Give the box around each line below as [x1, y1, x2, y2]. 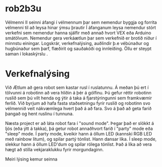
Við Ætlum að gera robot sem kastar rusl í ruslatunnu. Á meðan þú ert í [5, 84, 149, 90]
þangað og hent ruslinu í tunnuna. [5, 111, 74, 117]
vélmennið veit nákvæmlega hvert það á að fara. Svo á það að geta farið [5, 105, 152, 111]
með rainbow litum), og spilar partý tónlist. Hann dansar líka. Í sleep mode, [5, 136, 157, 142]
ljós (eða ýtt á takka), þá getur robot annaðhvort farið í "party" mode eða [5, 125, 153, 131]
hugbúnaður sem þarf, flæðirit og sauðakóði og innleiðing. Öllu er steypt [5, 45, 152, 51]
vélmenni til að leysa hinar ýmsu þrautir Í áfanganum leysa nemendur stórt [5, 24, 156, 30]
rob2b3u [5, 3, 42, 14]
